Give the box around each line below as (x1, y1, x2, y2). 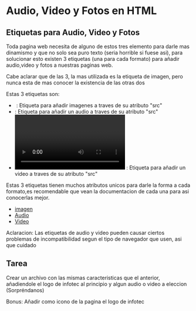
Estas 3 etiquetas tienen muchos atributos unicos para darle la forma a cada (6, 182, 191, 189)
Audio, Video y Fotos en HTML (6, 4, 157, 18)
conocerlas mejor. (6, 194, 50, 201)
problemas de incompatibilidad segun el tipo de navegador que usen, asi (6, 235, 182, 242)
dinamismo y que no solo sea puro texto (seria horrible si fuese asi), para (6, 49, 183, 56)
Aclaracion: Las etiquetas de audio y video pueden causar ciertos (6, 230, 165, 236)
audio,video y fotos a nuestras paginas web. (6, 61, 113, 69)
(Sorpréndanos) (6, 286, 45, 293)
